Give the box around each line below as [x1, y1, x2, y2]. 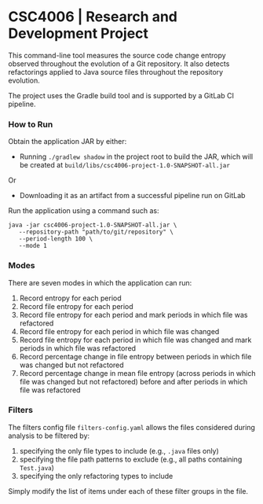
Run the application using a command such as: [8, 206, 159, 215]
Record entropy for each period [19, 293, 122, 303]
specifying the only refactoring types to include [19, 471, 174, 480]
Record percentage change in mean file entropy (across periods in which [19, 368, 256, 377]
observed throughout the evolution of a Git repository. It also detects [8, 59, 230, 68]
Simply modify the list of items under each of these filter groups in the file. [8, 486, 249, 495]
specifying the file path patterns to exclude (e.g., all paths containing [19, 454, 243, 464]
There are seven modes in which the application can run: [8, 278, 192, 287]
